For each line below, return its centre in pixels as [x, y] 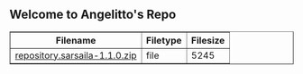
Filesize [208, 40]
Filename [76, 40]
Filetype [164, 40]
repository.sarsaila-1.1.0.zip [76, 55]
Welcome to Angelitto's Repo [93, 15]
